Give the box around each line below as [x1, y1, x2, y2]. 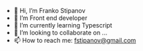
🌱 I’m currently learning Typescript [13, 21, 113, 29]
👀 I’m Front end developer [13, 14, 88, 22]
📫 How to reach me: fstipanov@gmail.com [13, 37, 137, 44]
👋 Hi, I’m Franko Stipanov [13, 7, 86, 14]
